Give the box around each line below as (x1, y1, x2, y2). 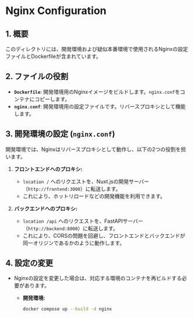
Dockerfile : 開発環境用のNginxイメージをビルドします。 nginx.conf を (13, 88, 181, 95)
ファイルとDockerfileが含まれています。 (5, 53, 102, 60)
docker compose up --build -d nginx (22, 306, 112, 312)
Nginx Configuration (5, 4, 107, 18)
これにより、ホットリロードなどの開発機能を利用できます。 (22, 192, 166, 200)
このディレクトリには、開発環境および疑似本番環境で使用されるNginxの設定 (5, 46, 188, 52)
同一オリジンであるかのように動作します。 (22, 239, 125, 247)
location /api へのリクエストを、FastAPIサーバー (22, 217, 144, 224)
